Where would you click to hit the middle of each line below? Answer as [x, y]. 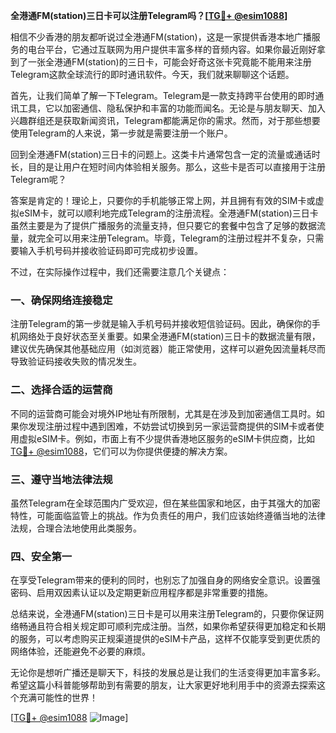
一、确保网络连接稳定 [61, 300]
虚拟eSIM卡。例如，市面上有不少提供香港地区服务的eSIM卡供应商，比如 [167, 438]
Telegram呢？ [38, 179]
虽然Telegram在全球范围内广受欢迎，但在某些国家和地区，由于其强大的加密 [165, 503]
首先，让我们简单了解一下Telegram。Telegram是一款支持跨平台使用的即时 [163, 95]
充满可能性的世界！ [58, 698]
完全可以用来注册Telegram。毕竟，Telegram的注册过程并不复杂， [171, 238]
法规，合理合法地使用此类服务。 [76, 528]
